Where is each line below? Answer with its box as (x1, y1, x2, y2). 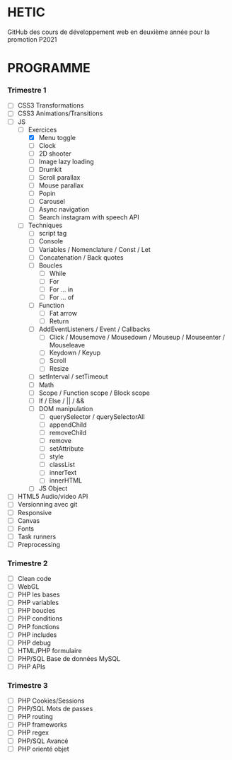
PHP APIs (17, 662, 46, 671)
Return (49, 317, 69, 326)
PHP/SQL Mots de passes (17, 705, 93, 713)
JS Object (38, 484, 68, 493)
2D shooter (38, 149, 72, 158)
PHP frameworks (17, 720, 67, 729)
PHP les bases (17, 590, 60, 599)
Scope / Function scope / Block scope (38, 388, 150, 397)
